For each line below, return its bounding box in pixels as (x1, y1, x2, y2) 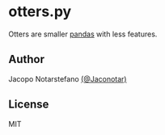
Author (8, 53, 44, 66)
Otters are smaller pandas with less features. (8, 29, 158, 39)
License (8, 98, 49, 112)
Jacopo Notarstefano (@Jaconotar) (8, 74, 127, 83)
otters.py (8, 2, 72, 21)
